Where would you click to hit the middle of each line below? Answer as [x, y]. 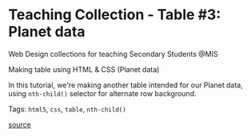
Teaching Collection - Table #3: [115, 15]
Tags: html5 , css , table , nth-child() [67, 109]
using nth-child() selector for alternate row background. [102, 93]
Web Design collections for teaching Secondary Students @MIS [113, 54]
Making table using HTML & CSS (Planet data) [84, 69]
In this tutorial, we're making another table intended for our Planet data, [126, 85]
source [20, 124]
